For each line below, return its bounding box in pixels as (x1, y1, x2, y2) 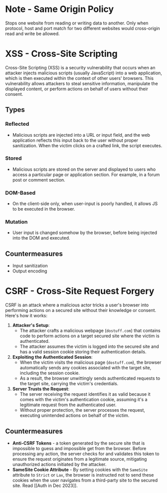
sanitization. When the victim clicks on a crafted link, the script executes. (12, 142, 163, 148)
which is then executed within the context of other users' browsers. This (5, 75, 154, 81)
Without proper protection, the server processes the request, (19, 407, 146, 413)
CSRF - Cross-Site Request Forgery (5, 285, 155, 297)
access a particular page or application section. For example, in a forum (12, 171, 160, 178)
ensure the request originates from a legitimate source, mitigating (12, 456, 147, 462)
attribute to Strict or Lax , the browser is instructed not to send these (12, 472, 154, 478)
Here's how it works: (5, 313, 48, 319)
